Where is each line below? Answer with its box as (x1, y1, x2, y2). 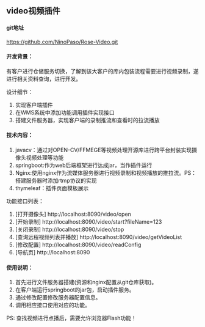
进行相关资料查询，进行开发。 (6, 75, 81, 83)
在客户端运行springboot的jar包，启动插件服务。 (15, 286, 135, 293)
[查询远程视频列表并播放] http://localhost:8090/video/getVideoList (15, 233, 182, 240)
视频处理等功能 (26, 154, 64, 161)
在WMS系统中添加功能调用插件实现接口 (15, 109, 115, 116)
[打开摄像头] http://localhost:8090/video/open (15, 210, 131, 218)
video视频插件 (6, 6, 60, 17)
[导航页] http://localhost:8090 (15, 249, 90, 255)
